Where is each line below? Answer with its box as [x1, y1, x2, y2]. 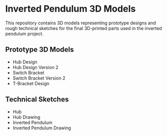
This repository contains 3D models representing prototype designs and [5, 20, 156, 26]
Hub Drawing [12, 114, 41, 120]
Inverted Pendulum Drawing [12, 125, 71, 131]
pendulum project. [5, 30, 44, 37]
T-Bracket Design [12, 80, 50, 86]
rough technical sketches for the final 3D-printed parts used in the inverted [5, 25, 162, 31]
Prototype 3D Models [5, 45, 74, 54]
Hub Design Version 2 [12, 64, 59, 70]
